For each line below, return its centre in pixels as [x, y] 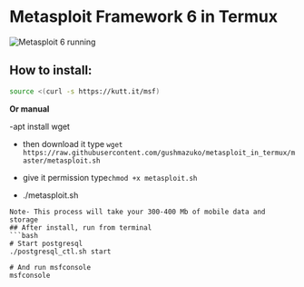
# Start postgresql [46, 243]
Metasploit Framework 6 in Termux [144, 17]
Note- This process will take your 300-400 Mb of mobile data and [137, 212]
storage [24, 220]
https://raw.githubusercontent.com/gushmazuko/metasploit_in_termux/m [159, 153]
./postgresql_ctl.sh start [60, 252]
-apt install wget [40, 126]
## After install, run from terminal [81, 228]
